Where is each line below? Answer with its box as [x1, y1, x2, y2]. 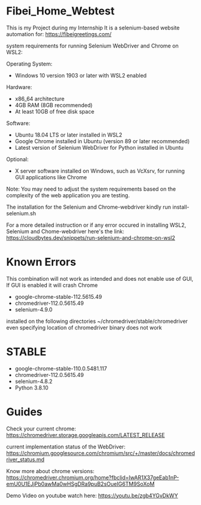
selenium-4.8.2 [14, 378, 53, 385]
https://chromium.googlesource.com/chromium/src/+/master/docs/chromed [6, 449, 195, 456]
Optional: [6, 155, 29, 163]
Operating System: [6, 60, 53, 67]
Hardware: [6, 83, 32, 91]
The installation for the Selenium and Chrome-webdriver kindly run [6, 203, 172, 210]
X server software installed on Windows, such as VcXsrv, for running [14, 167, 185, 174]
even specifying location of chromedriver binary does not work [6, 323, 162, 331]
